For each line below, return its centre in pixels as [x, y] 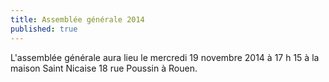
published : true [44, 29]
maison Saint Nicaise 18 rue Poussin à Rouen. [104, 68]
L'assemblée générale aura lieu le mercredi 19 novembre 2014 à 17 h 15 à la [165, 57]
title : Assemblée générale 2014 [77, 19]
